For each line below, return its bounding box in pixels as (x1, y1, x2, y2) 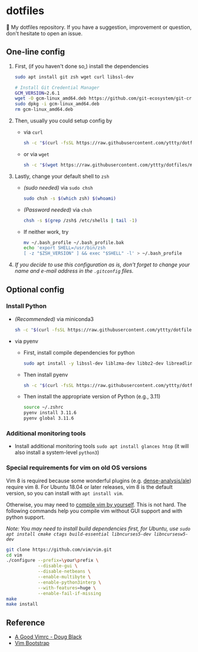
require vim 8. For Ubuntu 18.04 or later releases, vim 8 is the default (6, 483, 173, 490)
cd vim (6, 552, 22, 558)
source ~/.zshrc (23, 405, 64, 411)
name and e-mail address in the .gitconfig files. (14, 267, 134, 274)
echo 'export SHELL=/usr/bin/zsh (23, 245, 106, 251)
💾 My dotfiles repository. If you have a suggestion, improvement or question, (6, 24, 192, 31)
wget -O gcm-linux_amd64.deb (14, 95, 87, 101)
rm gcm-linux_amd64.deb (14, 107, 74, 112)
